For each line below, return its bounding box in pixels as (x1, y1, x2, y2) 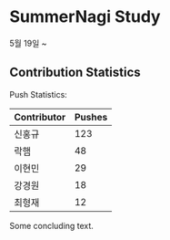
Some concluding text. (9, 220, 94, 231)
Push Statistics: (9, 89, 68, 99)
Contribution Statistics (9, 65, 141, 80)
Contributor (14, 110, 66, 123)
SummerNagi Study (9, 6, 161, 27)
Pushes (74, 110, 108, 123)
